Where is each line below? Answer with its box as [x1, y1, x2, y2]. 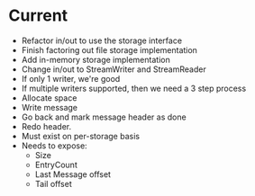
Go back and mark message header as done [21, 111, 187, 122]
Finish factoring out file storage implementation [21, 44, 197, 55]
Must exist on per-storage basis [21, 130, 141, 141]
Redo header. [21, 120, 72, 131]
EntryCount [34, 159, 77, 170]
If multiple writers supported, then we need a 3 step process [21, 83, 247, 94]
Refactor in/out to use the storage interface [21, 35, 182, 46]
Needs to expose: [21, 140, 87, 151]
